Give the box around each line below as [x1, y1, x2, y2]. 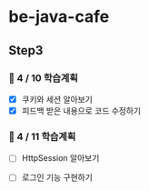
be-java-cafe [8, 6, 110, 27]
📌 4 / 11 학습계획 [8, 130, 76, 143]
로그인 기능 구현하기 [21, 172, 93, 183]
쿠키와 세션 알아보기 [21, 94, 93, 105]
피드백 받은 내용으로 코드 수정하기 [21, 105, 142, 116]
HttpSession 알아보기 [21, 153, 100, 164]
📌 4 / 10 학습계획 [8, 71, 78, 84]
